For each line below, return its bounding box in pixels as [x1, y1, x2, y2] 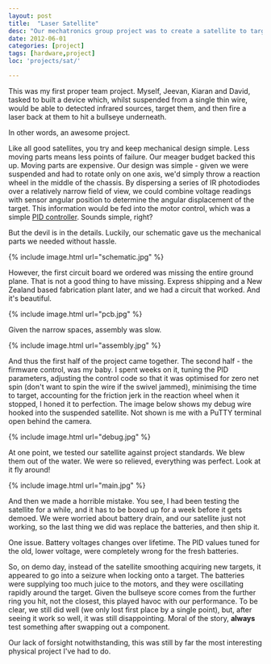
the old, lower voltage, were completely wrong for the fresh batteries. [8, 546, 240, 556]
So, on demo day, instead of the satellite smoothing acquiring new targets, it [8, 561, 261, 571]
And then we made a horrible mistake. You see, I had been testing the [8, 496, 240, 505]
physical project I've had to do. [8, 646, 111, 656]
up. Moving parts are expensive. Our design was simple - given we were [8, 160, 248, 170]
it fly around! [8, 464, 51, 474]
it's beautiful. [8, 293, 52, 303]
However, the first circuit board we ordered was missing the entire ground [8, 268, 254, 277]
